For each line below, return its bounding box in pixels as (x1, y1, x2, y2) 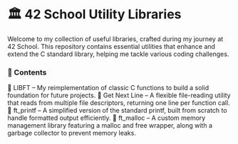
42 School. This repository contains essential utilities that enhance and (7, 42, 216, 50)
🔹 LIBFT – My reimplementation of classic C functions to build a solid (7, 84, 209, 92)
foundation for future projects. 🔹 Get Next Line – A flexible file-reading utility (7, 91, 231, 100)
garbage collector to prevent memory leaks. (7, 129, 137, 138)
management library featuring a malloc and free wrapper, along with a (7, 121, 212, 130)
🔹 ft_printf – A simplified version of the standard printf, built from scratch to (7, 106, 227, 115)
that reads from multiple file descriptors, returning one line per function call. (7, 99, 230, 107)
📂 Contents (7, 67, 47, 77)
